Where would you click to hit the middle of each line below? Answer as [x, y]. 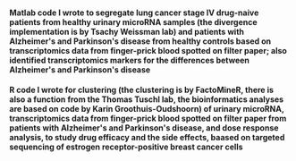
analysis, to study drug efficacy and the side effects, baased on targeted [147, 138]
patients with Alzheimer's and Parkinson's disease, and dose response [144, 128]
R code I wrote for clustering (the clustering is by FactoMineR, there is [142, 90]
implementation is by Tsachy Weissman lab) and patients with [127, 31]
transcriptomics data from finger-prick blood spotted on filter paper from [148, 119]
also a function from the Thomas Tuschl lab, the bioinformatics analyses [147, 99]
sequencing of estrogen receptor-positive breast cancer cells [126, 147]
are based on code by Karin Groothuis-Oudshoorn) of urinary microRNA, [147, 109]
